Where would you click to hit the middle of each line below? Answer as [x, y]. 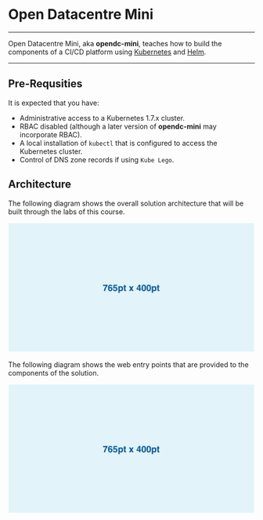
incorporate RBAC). [50, 134]
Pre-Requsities [45, 84]
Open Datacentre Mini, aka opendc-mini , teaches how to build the [115, 43]
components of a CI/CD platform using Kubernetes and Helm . [107, 52]
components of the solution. [54, 373]
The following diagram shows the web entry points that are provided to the [128, 364]
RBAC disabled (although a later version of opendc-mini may [118, 126]
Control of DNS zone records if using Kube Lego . [97, 159]
